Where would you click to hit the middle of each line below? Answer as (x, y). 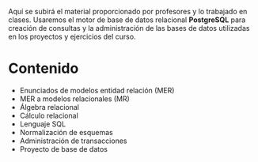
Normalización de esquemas (66, 132)
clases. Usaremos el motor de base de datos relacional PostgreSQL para (127, 20)
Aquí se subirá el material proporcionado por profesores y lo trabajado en (128, 11)
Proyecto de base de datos (64, 149)
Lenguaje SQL (42, 124)
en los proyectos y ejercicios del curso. (72, 36)
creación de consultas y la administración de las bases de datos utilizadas (129, 28)
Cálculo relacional (49, 115)
